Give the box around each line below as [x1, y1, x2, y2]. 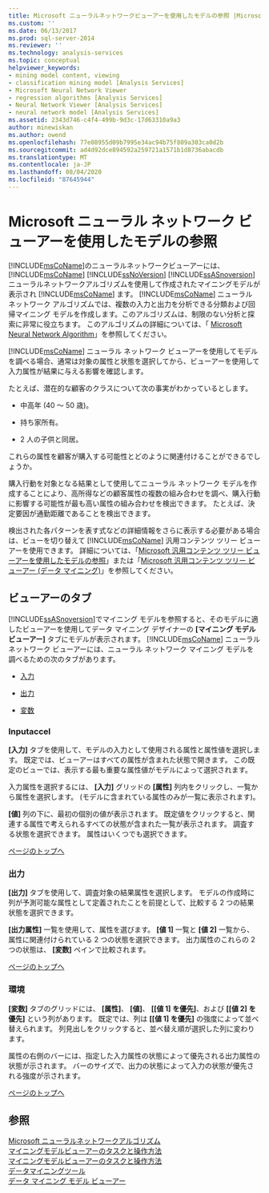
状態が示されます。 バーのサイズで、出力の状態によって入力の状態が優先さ [8, 1061, 255, 1070]
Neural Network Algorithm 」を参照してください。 [8, 329, 171, 339]
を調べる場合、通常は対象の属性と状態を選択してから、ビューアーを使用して [8, 356, 260, 365]
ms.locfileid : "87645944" [8, 175, 94, 184]
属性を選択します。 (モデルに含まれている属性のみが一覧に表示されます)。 [14, 792, 260, 801]
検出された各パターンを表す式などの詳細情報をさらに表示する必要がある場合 [8, 526, 261, 535]
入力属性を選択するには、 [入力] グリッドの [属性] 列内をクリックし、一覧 [8, 782, 251, 792]
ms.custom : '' [8, 19, 56, 27]
